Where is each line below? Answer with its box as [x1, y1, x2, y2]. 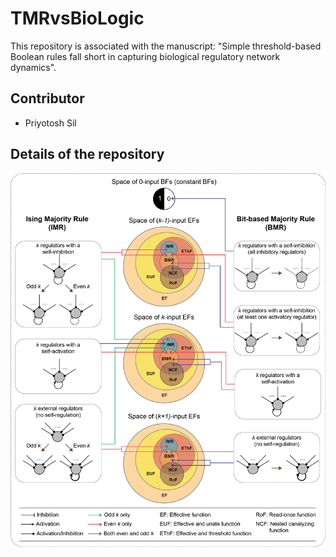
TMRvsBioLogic [10, 7, 145, 30]
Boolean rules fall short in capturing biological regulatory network [10, 50, 281, 62]
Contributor [10, 90, 85, 107]
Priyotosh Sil [24, 117, 77, 129]
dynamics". [10, 61, 57, 73]
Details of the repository [10, 146, 165, 163]
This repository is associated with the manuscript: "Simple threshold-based [10, 40, 322, 52]
